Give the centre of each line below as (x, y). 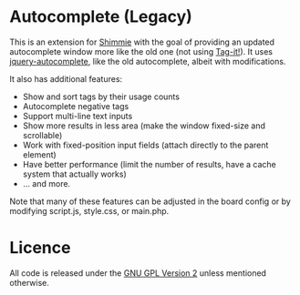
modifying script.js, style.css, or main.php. (89, 210)
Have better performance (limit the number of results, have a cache (149, 164)
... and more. (47, 183)
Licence (40, 248)
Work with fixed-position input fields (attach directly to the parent (145, 145)
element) (39, 154)
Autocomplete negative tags (76, 106)
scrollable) (42, 135)
